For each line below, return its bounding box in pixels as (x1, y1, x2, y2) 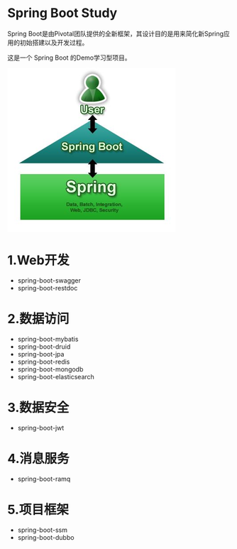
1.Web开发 (7, 252, 70, 268)
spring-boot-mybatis (17, 335, 79, 343)
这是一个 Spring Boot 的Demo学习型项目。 (7, 53, 131, 62)
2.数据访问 (7, 311, 70, 327)
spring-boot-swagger (17, 276, 82, 285)
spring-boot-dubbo (17, 533, 75, 541)
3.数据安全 (7, 400, 70, 415)
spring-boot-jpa (17, 349, 65, 358)
